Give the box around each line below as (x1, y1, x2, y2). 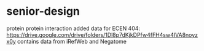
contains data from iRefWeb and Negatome (17, 37, 127, 45)
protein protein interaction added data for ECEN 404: (6, 25, 140, 32)
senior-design (6, 4, 80, 18)
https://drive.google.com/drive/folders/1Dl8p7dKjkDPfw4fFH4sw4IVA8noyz (6, 31, 198, 38)
